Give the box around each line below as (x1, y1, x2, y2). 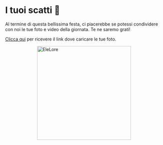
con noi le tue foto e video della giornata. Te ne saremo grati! (5, 26, 131, 32)
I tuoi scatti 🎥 (5, 4, 60, 16)
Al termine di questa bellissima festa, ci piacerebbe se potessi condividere (5, 21, 158, 27)
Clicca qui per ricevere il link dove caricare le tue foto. (5, 36, 116, 42)
